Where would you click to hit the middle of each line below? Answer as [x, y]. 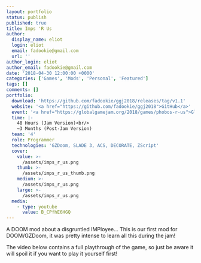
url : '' [21, 56]
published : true [26, 23]
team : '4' [24, 134]
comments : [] [22, 90]
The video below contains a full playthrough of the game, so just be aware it [100, 247]
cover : [20, 151]
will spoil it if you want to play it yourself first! [62, 254]
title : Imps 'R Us [29, 28]
